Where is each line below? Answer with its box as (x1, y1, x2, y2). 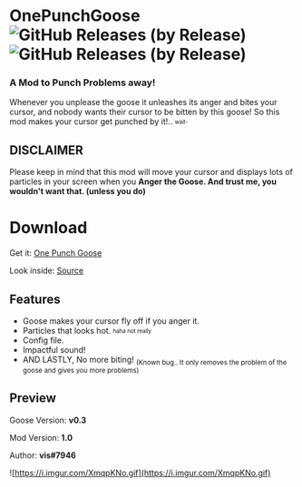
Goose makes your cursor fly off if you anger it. (22, 316, 200, 326)
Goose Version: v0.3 (9, 414, 87, 425)
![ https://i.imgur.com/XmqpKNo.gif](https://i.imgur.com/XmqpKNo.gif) (9, 467, 271, 478)
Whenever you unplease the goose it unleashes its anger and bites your (9, 97, 278, 108)
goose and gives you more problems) (22, 365, 140, 375)
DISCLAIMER (9, 142, 83, 158)
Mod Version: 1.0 (9, 432, 73, 443)
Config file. (22, 335, 64, 346)
